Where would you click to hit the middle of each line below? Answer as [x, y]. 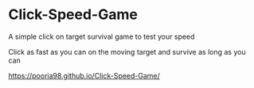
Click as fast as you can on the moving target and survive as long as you [127, 52]
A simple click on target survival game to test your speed [102, 36]
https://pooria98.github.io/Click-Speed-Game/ [84, 75]
